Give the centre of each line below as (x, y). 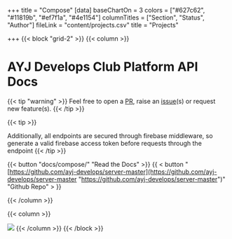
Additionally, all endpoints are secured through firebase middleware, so (110, 135)
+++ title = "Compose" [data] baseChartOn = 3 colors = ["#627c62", (106, 10)
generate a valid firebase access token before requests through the (104, 143)
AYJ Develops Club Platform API (103, 67)
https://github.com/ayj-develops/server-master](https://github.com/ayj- (113, 172)
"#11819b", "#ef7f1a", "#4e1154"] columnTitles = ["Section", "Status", (106, 18)
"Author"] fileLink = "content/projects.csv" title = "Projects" (93, 25)
